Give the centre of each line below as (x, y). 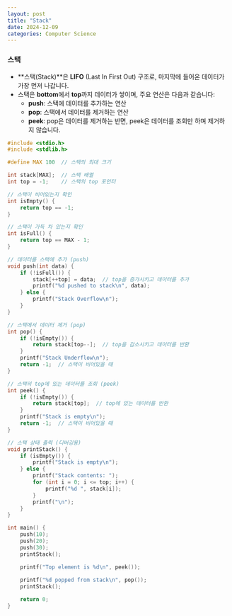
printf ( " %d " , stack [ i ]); (83, 489)
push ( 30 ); (35, 547)
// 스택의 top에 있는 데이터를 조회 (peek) (63, 384)
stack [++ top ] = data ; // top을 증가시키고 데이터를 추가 (111, 279)
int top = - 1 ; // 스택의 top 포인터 (62, 182)
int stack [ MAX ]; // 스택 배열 (51, 175)
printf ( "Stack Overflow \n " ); (76, 299)
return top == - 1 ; (47, 207)
